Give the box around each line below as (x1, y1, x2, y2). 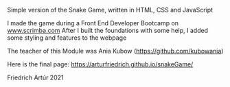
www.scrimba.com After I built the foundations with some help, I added (7, 27, 208, 34)
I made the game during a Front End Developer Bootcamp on (7, 19, 179, 27)
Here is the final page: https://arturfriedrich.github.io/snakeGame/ (7, 60, 194, 68)
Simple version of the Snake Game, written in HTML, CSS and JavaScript (7, 6, 214, 14)
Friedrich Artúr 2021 (7, 73, 64, 82)
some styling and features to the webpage (7, 34, 127, 42)
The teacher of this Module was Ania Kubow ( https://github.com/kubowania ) (7, 47, 224, 55)
